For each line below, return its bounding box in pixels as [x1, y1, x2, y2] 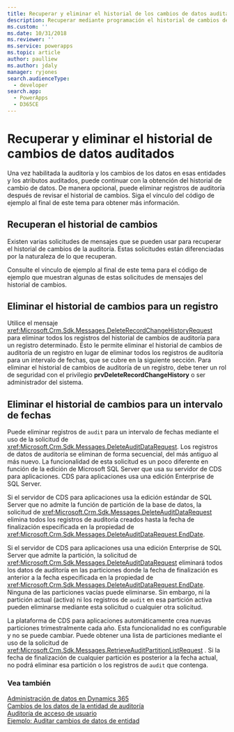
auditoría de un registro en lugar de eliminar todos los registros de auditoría [7, 349, 224, 357]
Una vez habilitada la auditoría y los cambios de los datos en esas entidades [7, 169, 226, 177]
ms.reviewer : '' [7, 36, 54, 43]
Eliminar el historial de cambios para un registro [7, 300, 219, 312]
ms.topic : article [7, 49, 61, 56]
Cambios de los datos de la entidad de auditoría [7, 701, 144, 710]
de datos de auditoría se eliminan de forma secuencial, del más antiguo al [7, 450, 219, 459]
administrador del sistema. [7, 378, 84, 387]
